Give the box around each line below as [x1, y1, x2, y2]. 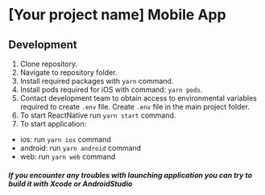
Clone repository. [19, 59, 78, 68]
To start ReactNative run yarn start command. [19, 110, 176, 120]
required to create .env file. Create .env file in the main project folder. [19, 102, 250, 111]
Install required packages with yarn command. [19, 77, 174, 85]
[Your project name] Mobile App [8, 6, 227, 24]
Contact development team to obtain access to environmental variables [19, 93, 258, 102]
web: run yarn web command [19, 151, 116, 161]
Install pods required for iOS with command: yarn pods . [19, 85, 203, 94]
